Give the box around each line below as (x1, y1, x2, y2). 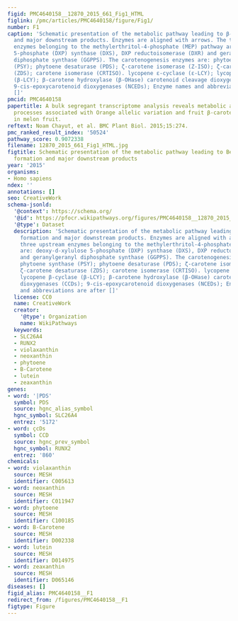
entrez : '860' (13, 451, 55, 459)
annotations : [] (7, 188, 55, 195)
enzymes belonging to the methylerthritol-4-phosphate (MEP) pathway (13, 43, 223, 50)
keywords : (13, 326, 42, 334)
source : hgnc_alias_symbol (13, 405, 93, 413)
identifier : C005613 (13, 478, 74, 485)
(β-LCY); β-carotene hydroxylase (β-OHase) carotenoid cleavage (13, 76, 208, 84)
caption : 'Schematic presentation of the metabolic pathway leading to (7, 30, 223, 38)
